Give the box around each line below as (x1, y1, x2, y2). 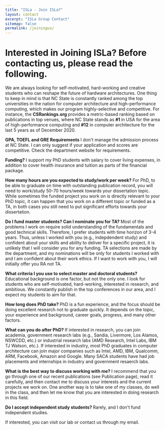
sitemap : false (5, 21, 37, 26)
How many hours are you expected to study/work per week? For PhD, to (5, 177, 156, 183)
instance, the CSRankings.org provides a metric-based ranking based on (5, 111, 155, 117)
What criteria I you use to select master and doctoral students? (5, 271, 138, 277)
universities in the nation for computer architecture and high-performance (5, 101, 156, 107)
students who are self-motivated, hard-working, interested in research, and (5, 281, 159, 287)
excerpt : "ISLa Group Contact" (5, 16, 70, 21)
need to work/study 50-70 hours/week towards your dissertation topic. (5, 188, 150, 194)
